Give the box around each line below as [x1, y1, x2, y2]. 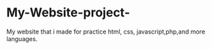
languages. [6, 34, 38, 42]
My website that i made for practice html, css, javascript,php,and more [6, 27, 206, 36]
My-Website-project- [6, 5, 131, 21]
